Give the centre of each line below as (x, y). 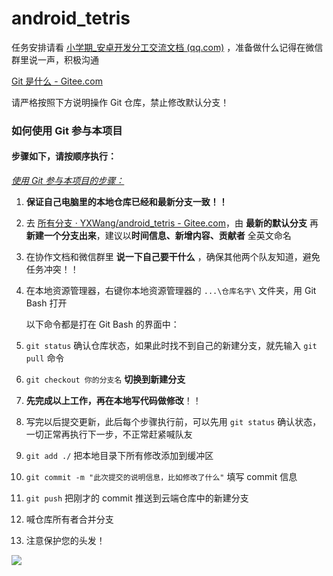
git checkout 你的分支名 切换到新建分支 (105, 379)
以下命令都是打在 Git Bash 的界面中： (102, 324)
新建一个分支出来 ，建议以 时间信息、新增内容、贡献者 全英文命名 (158, 236)
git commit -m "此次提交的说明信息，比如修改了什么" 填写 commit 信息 (161, 477)
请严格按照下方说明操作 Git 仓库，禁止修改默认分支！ (120, 102)
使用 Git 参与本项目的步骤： (68, 181)
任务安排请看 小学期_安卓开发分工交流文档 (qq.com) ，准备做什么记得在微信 (167, 47)
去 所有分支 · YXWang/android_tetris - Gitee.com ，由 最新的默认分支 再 (172, 223)
